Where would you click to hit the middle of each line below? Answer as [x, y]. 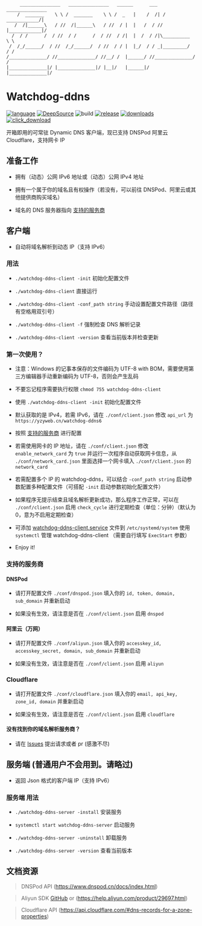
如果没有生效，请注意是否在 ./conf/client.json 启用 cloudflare [95, 714]
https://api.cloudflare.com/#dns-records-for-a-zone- [126, 910]
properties [34, 916]
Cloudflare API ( [41, 910]
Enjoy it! [25, 547]
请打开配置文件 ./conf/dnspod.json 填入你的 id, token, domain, [95, 593]
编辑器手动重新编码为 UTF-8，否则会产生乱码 [82, 376]
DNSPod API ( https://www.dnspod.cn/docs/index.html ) [89, 886]
